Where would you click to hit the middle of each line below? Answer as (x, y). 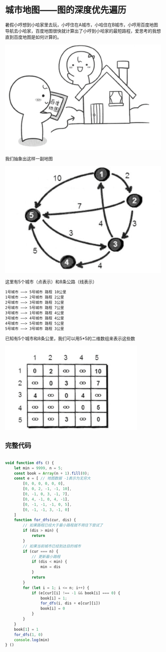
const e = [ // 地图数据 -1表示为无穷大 (52, 479)
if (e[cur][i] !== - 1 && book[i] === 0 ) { (76, 593)
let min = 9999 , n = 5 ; (39, 468)
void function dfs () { (30, 463)
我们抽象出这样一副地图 (29, 159)
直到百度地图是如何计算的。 (33, 37)
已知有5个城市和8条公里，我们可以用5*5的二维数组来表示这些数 (70, 339)
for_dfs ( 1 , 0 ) (28, 635)
